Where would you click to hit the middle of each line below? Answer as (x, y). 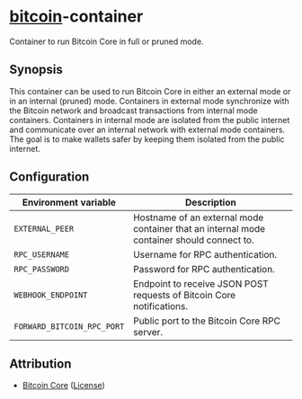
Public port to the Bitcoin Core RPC (207, 321)
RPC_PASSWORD (42, 269)
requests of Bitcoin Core (185, 295)
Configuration (49, 177)
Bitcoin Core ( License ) (63, 386)
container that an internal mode (200, 228)
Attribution (40, 364)
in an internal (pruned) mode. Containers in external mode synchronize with (149, 101)
